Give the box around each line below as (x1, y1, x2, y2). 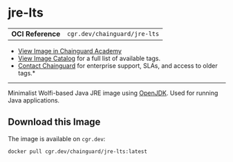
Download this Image (8, 116, 101, 128)
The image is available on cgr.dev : (8, 134, 106, 143)
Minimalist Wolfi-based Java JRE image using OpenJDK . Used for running (8, 89, 218, 97)
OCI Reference (11, 29, 61, 39)
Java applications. (8, 96, 60, 105)
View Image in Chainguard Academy (17, 46, 122, 55)
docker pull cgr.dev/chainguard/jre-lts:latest (8, 147, 148, 155)
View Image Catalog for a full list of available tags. (17, 54, 161, 62)
